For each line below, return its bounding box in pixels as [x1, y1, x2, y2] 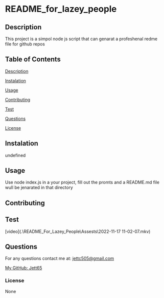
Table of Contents [5, 55, 61, 64]
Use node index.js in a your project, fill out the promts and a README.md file [5, 180, 160, 185]
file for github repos [5, 41, 45, 47]
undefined [5, 152, 26, 158]
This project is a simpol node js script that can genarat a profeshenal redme [5, 36, 158, 42]
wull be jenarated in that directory [5, 184, 73, 190]
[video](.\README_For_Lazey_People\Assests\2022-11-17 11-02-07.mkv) [5, 229, 151, 234]
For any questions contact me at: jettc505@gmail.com [5, 255, 114, 261]
